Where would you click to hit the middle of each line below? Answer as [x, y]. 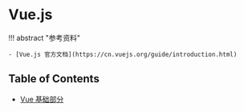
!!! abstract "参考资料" [45, 38]
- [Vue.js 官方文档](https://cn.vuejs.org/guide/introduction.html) [123, 54]
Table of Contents [54, 79]
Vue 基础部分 [42, 99]
